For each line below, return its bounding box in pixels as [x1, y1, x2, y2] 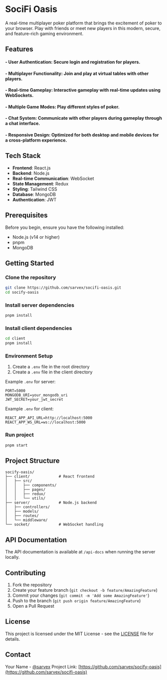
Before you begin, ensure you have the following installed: [5, 224, 125, 230]
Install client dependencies [5, 325, 72, 332]
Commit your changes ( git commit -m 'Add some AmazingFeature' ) [12, 592, 150, 599]
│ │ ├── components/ [5, 483, 57, 488]
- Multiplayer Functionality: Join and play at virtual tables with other [5, 70, 149, 76]
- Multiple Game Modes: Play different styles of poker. [5, 104, 120, 110]
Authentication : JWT [12, 196, 57, 202]
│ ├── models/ [5, 509, 39, 514]
